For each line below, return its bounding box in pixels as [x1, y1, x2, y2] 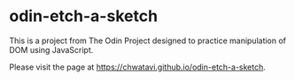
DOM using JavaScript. [9, 44, 94, 55]
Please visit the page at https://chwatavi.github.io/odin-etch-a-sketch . [9, 62, 266, 72]
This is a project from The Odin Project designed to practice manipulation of [9, 35, 286, 46]
